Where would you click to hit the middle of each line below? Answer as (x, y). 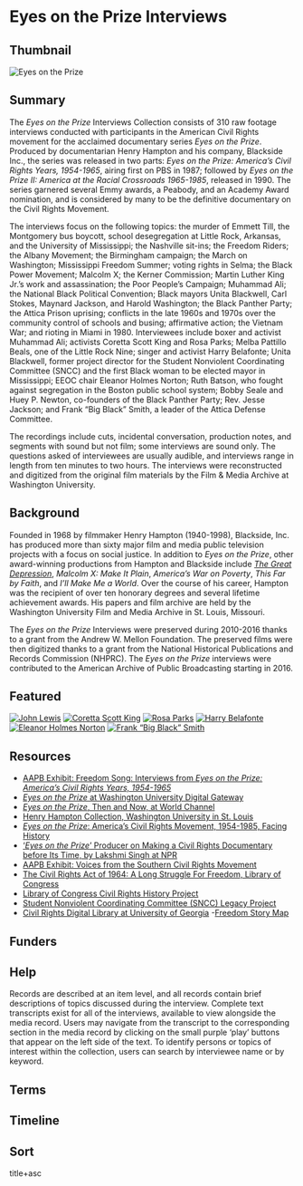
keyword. (27, 1061)
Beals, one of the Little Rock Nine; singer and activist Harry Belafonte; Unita (150, 352)
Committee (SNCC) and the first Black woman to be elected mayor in (137, 371)
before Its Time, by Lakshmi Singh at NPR (100, 855)
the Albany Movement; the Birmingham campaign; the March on (128, 255)
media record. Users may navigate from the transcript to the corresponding (150, 1023)
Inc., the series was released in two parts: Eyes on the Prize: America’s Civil (151, 160)
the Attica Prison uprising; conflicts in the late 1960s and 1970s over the (142, 313)
